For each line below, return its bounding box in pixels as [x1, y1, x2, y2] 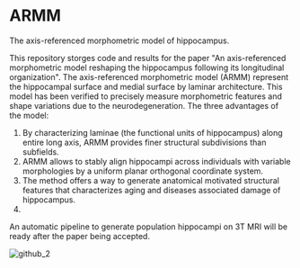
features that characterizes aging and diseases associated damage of [22, 184, 281, 195]
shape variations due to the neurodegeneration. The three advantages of [9, 100, 279, 111]
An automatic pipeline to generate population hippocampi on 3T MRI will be [9, 221, 288, 232]
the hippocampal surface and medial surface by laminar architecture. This [9, 81, 283, 92]
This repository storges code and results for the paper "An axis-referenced [9, 52, 287, 63]
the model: [9, 110, 49, 121]
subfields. [22, 146, 60, 157]
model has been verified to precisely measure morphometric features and [9, 91, 283, 102]
